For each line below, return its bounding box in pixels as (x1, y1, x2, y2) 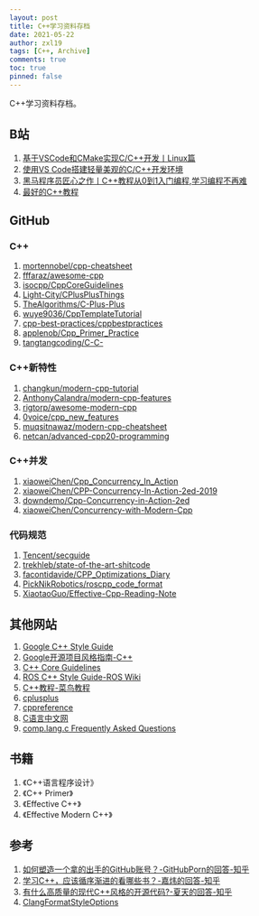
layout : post (9, 13, 59, 23)
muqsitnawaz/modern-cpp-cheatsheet (22, 421, 168, 431)
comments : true (9, 55, 67, 64)
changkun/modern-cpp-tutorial (22, 383, 139, 393)
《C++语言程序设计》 (22, 777, 98, 788)
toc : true (9, 64, 47, 73)
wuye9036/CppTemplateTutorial (22, 309, 143, 319)
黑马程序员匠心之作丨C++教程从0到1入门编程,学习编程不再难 (22, 175, 248, 186)
